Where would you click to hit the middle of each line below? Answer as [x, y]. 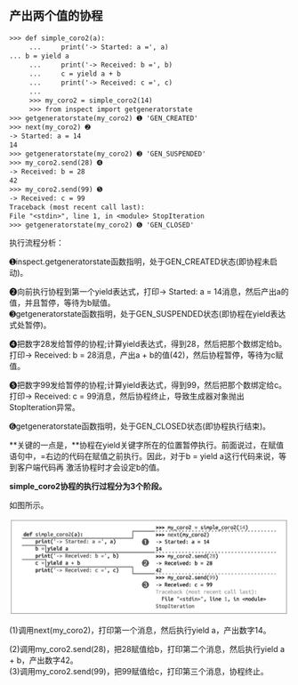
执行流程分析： [36, 242]
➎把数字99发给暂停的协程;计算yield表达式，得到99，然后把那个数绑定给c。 [148, 384]
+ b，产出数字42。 [44, 660]
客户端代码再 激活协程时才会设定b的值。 [90, 467]
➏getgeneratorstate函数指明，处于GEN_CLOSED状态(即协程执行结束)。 [140, 426]
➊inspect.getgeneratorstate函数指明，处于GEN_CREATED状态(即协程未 [140, 262]
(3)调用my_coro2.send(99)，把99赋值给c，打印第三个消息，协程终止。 [139, 672]
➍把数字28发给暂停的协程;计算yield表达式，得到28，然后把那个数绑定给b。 [148, 343]
